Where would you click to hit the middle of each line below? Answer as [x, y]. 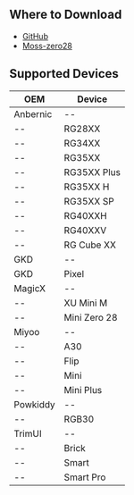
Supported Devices [64, 74]
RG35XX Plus [92, 172]
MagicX [30, 288]
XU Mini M [86, 303]
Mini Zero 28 [91, 317]
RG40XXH [85, 215]
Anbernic [33, 113]
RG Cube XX [90, 245]
